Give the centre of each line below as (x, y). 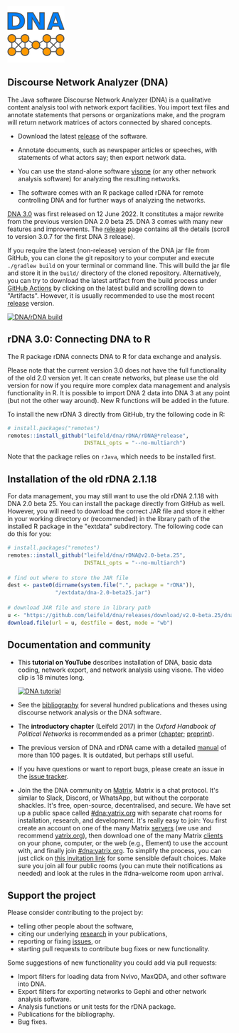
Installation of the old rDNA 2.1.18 (82, 479)
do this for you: (30, 534)
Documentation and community (79, 645)
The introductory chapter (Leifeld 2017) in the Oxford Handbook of (117, 726)
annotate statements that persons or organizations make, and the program (116, 114)
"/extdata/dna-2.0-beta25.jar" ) (103, 593)
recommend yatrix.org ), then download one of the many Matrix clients (120, 835)
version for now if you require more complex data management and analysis (119, 385)
